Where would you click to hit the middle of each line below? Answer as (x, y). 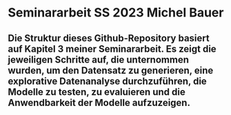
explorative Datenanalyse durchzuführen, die (108, 81)
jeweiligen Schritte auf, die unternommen (98, 60)
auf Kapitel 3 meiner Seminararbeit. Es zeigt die (112, 49)
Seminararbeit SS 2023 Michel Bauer (116, 13)
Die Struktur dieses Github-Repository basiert (109, 38)
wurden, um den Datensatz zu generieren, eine (111, 70)
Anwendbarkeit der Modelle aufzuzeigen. (99, 102)
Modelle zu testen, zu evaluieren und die (97, 92)
